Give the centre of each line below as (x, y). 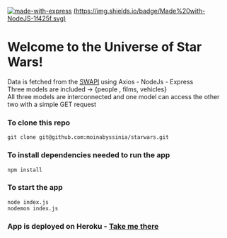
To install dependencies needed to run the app (89, 155)
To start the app (35, 188)
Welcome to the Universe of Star (105, 47)
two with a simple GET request (52, 104)
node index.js (28, 202)
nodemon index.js (33, 208)
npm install (25, 170)
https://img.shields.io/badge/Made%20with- (140, 11)
